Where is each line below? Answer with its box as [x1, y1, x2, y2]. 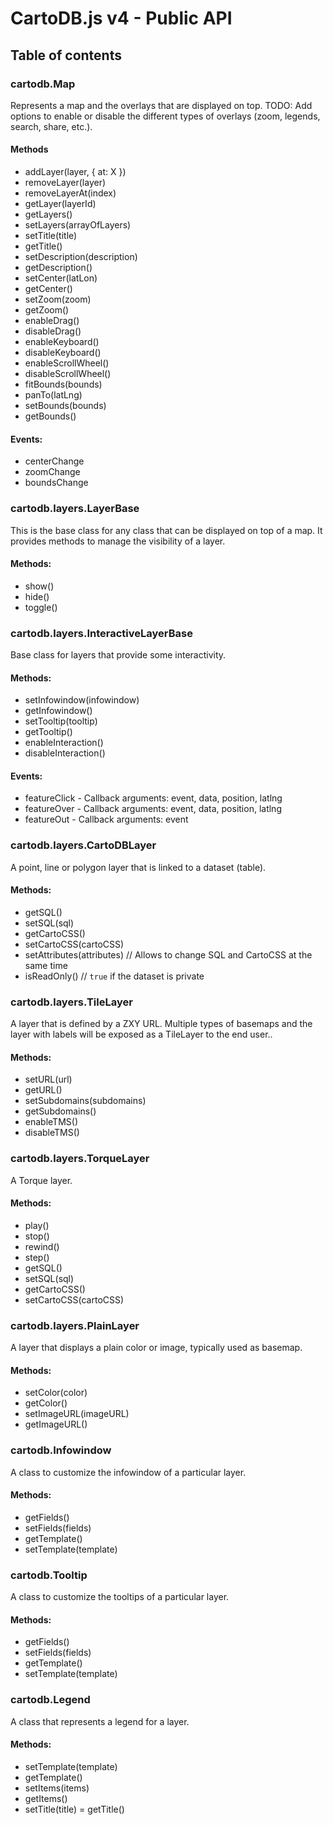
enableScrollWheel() [24, 357, 110, 369]
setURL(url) [24, 1073, 73, 1086]
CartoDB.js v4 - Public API [10, 7, 233, 30]
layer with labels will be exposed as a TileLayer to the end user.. [10, 1028, 273, 1041]
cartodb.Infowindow [10, 1443, 112, 1457]
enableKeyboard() [24, 336, 100, 348]
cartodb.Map [10, 77, 76, 91]
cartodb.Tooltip [10, 1568, 88, 1582]
